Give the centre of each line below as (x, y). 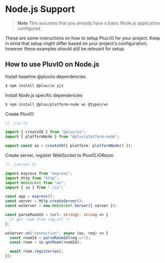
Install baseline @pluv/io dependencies (45, 76)
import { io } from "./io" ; (34, 187)
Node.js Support (40, 9)
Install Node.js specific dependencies (44, 95)
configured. (29, 28)
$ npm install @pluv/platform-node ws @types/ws (57, 104)
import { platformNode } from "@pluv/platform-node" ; (62, 137)
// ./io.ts (16, 123)
